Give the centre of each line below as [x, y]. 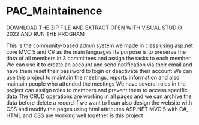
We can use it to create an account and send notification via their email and [99, 65]
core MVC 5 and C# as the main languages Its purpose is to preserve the [96, 51]
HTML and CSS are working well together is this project [75, 115]
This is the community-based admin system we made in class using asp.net [99, 45]
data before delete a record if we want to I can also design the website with [99, 102]
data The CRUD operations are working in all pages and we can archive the [99, 96]
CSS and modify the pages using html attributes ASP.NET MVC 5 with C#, [97, 109]
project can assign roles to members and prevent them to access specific [97, 90]
